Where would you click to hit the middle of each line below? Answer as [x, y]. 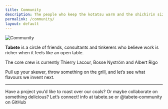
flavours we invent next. [30, 77]
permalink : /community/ [30, 19]
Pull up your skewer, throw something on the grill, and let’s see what [75, 72]
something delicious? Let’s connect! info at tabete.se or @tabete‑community [84, 97]
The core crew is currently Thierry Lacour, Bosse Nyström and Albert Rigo [81, 62]
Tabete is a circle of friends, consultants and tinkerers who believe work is [82, 47]
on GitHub [16, 102]
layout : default [22, 24]
